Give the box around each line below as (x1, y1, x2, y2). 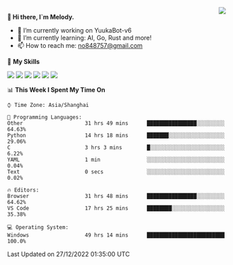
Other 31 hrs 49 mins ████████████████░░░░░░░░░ (7, 120, 225, 127)
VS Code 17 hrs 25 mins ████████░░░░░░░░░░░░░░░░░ (7, 205, 225, 212)
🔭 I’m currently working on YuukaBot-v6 (17, 26, 132, 34)
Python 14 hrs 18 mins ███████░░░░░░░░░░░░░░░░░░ (7, 132, 225, 139)
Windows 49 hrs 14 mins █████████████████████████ (7, 232, 225, 239)
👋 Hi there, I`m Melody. (7, 13, 74, 21)
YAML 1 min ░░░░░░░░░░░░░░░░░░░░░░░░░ (7, 156, 225, 163)
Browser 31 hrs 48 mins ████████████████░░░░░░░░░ (7, 193, 225, 200)
